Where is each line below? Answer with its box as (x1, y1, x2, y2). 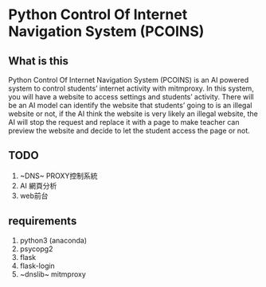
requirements (8, 215, 77, 228)
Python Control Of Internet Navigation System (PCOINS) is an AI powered (8, 76, 249, 84)
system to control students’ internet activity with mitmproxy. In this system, (8, 83, 255, 93)
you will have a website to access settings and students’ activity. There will (8, 92, 254, 101)
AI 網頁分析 (19, 180, 57, 190)
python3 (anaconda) (19, 235, 88, 245)
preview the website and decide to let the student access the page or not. (8, 126, 251, 135)
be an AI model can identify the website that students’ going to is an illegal (8, 101, 252, 110)
